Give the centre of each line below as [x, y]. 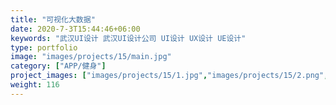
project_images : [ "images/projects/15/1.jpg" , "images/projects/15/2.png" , [169, 76]
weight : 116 [35, 85]
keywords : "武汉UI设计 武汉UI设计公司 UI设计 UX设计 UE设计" [128, 38]
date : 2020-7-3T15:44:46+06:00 [75, 29]
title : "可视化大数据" [53, 19]
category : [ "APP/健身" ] [58, 66]
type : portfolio [44, 47]
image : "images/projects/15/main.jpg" [91, 57]
